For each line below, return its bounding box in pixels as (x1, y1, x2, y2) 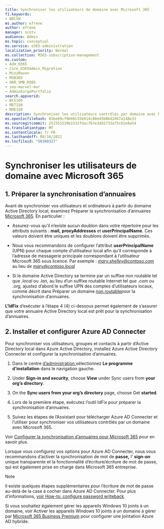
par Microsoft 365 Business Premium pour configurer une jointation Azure (5, 513, 154, 519)
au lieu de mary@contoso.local (12, 264, 75, 269)
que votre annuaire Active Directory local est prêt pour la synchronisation (5, 309, 152, 314)
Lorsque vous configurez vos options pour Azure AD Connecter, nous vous (5, 448, 156, 454)
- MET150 (5, 103, 23, 108)
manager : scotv (5, 30, 36, 35)
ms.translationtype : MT (5, 125, 54, 130)
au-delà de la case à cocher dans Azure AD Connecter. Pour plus (5, 488, 136, 494)
